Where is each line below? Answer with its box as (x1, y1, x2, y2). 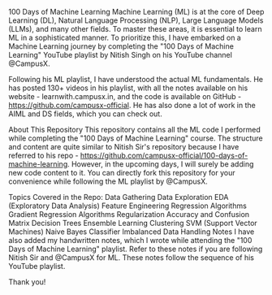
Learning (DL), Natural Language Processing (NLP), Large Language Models (8, 15, 264, 25)
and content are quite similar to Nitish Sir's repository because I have (8, 142, 240, 151)
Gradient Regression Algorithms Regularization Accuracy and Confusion (8, 210, 250, 219)
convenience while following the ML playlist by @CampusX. (8, 176, 209, 186)
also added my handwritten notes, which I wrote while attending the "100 (8, 236, 253, 245)
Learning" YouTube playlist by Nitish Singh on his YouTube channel (8, 50, 233, 59)
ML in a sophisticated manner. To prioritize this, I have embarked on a (8, 33, 241, 42)
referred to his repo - (8, 150, 79, 160)
